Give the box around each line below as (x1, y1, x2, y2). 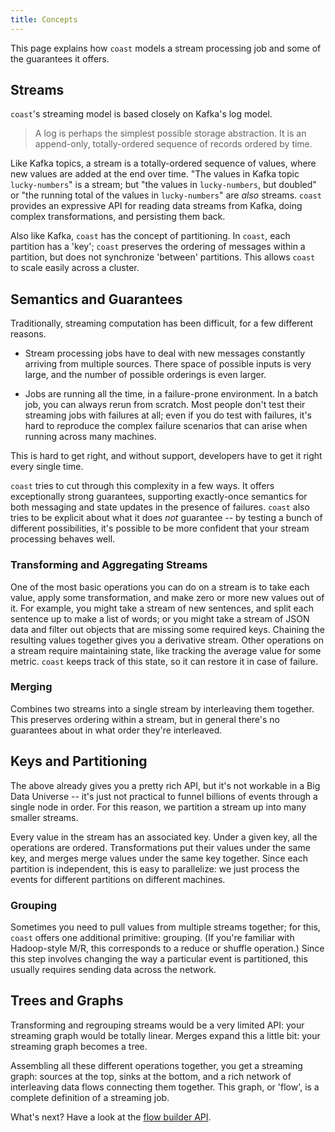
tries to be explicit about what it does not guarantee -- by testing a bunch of (10, 512, 323, 524)
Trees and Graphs (10, 992, 124, 1010)
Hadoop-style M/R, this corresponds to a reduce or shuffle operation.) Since (10, 942, 325, 954)
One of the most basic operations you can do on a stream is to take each (10, 581, 310, 593)
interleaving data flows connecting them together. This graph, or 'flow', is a (10, 1081, 320, 1093)
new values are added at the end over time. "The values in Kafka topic (10, 168, 300, 180)
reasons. (10, 328, 47, 340)
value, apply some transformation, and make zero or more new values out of (10, 591, 325, 603)
